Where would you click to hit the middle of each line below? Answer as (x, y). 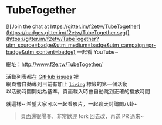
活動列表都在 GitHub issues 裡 (43, 77)
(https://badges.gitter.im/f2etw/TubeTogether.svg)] (68, 32)
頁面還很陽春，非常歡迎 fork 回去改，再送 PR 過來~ (82, 116)
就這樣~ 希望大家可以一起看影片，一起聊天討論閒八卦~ (72, 103)
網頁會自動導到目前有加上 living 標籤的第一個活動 (67, 84)
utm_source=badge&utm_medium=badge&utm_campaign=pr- (81, 45)
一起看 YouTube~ (97, 52)
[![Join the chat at (28, 26)
